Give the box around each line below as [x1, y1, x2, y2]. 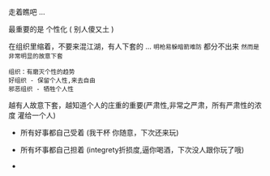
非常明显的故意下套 [8, 52, 63, 60]
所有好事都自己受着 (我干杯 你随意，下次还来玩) [19, 128, 179, 137]
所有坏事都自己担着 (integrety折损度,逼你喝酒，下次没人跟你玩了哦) [19, 145, 245, 154]
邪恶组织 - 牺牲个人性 [8, 85, 75, 93]
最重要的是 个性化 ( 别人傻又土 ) [8, 24, 114, 34]
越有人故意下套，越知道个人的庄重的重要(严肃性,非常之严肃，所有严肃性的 [8, 101, 255, 109]
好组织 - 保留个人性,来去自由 [8, 76, 96, 84]
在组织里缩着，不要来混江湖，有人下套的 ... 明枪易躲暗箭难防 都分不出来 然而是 [8, 41, 259, 51]
